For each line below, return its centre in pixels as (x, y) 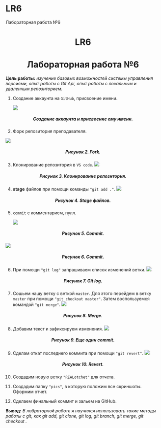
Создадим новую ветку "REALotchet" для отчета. (64, 377)
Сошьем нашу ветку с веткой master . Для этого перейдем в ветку (82, 293)
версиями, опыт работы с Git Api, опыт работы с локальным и (71, 84)
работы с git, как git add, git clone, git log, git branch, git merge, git (75, 416)
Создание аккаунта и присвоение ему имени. (83, 119)
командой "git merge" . (37, 304)
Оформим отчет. (30, 392)
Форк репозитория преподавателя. (50, 132)
